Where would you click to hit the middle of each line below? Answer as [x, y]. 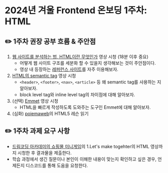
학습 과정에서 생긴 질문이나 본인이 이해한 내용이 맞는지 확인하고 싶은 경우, [84, 159]
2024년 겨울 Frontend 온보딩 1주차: [76, 10]
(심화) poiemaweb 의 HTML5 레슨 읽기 [50, 114]
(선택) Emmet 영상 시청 [35, 101]
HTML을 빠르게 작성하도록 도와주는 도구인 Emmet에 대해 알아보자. [85, 107]
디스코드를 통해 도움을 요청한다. [57, 165]
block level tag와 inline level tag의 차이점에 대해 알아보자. [77, 95]
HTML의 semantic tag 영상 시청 [44, 76]
